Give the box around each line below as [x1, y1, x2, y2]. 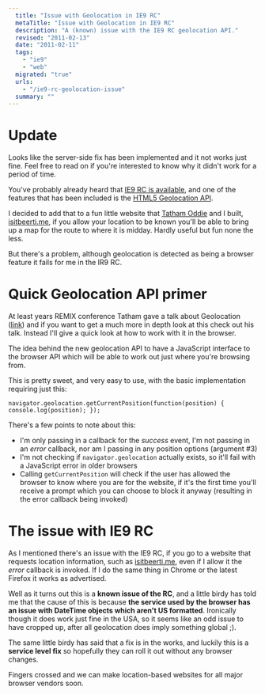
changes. [8, 654, 39, 665]
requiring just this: [8, 385, 67, 394]
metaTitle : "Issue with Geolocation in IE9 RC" [15, 19, 176, 27]
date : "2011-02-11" [15, 41, 80, 49]
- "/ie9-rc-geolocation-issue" [22, 85, 126, 93]
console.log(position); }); [8, 407, 101, 415]
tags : [15, 48, 34, 56]
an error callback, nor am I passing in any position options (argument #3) [19, 444, 258, 453]
